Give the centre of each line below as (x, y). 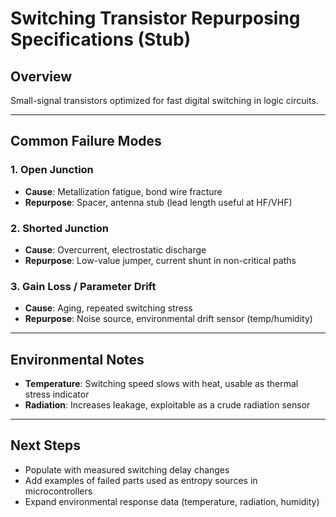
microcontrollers (58, 491)
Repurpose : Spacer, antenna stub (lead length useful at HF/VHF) (158, 202)
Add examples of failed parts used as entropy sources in (141, 480)
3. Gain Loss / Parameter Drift (83, 286)
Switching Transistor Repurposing (155, 18)
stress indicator (57, 394)
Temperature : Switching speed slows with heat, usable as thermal (161, 384)
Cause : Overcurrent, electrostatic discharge (115, 249)
